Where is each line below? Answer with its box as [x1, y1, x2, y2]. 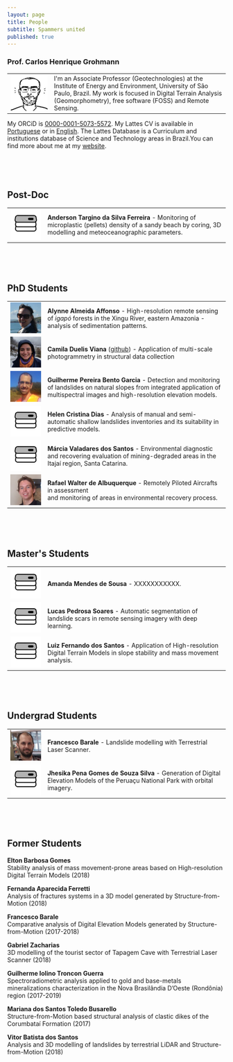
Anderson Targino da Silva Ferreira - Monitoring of [47, 213, 196, 222]
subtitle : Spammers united [7, 26, 85, 33]
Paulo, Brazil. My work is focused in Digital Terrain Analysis [53, 89, 223, 97]
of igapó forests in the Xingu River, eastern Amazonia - [47, 314, 205, 322]
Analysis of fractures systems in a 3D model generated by [7, 892, 173, 900]
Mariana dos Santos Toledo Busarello [7, 1004, 116, 1013]
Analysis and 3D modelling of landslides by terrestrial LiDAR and [7, 1040, 191, 1049]
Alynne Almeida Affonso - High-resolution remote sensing [47, 307, 218, 316]
